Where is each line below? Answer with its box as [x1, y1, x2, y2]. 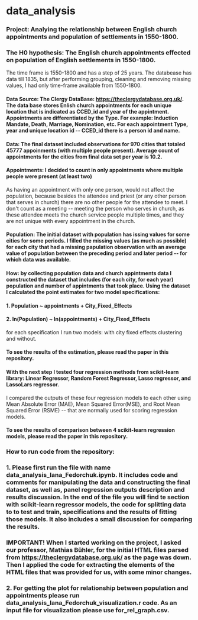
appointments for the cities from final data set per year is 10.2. [6, 153, 163, 160]
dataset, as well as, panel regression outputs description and [6, 486, 185, 494]
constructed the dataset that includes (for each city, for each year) [6, 276, 174, 283]
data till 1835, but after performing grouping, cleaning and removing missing [6, 76, 191, 83]
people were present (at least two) [6, 173, 93, 180]
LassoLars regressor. [6, 380, 60, 388]
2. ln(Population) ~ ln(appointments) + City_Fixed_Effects [6, 315, 151, 323]
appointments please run [6, 591, 80, 599]
